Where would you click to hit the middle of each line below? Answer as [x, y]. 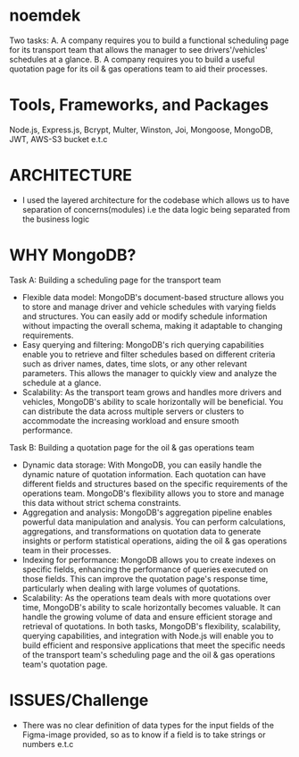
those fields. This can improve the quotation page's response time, [145, 578]
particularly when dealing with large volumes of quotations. [131, 588]
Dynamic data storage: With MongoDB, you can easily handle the [142, 465]
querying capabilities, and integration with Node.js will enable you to [148, 635]
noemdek [45, 16]
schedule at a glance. [62, 383]
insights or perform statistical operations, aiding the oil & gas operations [154, 541]
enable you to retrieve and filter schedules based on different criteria [149, 354]
